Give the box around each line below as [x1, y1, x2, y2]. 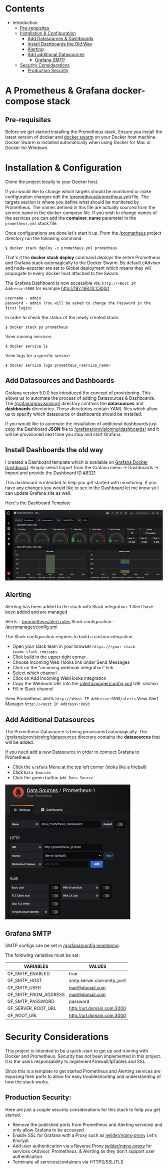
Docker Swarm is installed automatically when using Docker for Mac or [5, 139, 151, 145]
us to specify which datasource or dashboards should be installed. [5, 411, 142, 417]
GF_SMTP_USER [7, 984, 41, 990]
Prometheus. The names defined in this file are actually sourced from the [5, 204, 156, 210]
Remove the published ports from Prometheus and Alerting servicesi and [12, 1121, 162, 1127]
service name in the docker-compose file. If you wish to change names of [5, 210, 157, 216]
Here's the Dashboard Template [5, 500, 71, 506]
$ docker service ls [5, 344, 48, 349]
